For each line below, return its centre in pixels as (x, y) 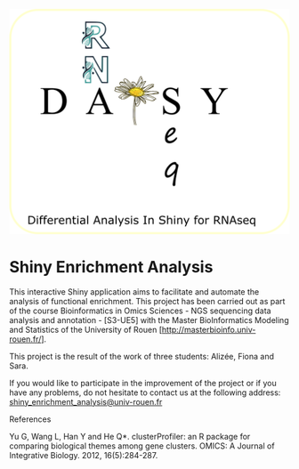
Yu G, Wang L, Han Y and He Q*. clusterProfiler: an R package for (130, 436)
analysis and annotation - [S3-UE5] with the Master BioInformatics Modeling (149, 319)
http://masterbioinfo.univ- (209, 329)
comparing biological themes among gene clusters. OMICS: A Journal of (142, 446)
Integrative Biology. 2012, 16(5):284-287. (84, 455)
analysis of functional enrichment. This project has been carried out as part (147, 301)
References (30, 419)
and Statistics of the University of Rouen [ (86, 329)
